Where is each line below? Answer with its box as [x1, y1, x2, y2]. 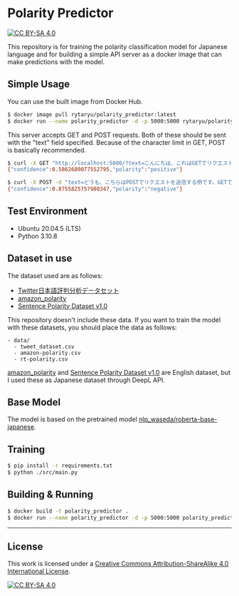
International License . [7, 567, 71, 575]
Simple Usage [7, 78, 70, 91]
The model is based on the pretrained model [7, 415, 137, 423]
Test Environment [7, 205, 87, 217]
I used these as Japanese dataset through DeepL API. [7, 376, 165, 384]
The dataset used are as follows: [7, 271, 103, 279]
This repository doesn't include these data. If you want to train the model [7, 315, 221, 324]
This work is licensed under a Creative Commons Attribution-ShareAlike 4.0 [7, 560, 229, 568]
